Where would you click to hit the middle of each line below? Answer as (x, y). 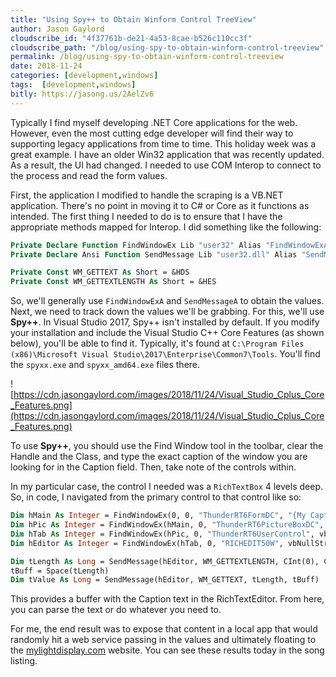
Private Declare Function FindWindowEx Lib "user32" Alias (136, 245)
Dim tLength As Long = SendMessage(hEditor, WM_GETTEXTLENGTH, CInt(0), (165, 561)
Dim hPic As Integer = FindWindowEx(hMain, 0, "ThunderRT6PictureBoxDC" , (167, 525)
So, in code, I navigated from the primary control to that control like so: (156, 497)
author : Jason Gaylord (57, 29)
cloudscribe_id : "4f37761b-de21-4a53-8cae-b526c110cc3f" (131, 38)
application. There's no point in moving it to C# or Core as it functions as (160, 205)
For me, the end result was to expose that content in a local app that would (164, 629)
